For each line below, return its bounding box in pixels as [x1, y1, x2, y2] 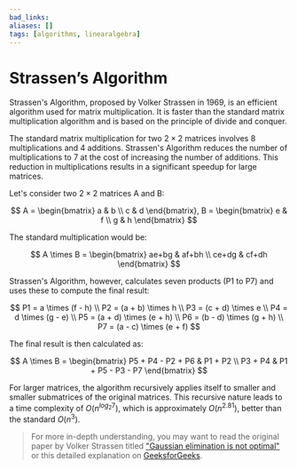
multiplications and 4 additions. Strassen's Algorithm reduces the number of [9, 143, 288, 154]
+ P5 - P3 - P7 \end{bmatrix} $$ [90, 365, 208, 376]
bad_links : [9, 12, 50, 22]
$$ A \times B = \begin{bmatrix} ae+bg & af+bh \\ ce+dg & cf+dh [30, 250, 268, 260]
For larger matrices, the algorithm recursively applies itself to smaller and [9, 383, 277, 393]
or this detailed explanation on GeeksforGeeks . [30, 449, 203, 460]
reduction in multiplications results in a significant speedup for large [9, 162, 257, 172]
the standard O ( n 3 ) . [9, 412, 81, 425]
